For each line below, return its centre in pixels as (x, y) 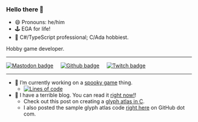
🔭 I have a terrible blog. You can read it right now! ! (75, 95)
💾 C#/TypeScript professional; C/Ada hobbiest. (72, 37)
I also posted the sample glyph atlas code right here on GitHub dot (104, 108)
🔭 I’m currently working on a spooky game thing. (73, 83)
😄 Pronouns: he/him (39, 22)
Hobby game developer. (35, 49)
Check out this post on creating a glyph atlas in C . (84, 101)
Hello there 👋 (25, 9)
